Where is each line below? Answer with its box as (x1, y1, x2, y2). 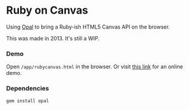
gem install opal (6, 98, 49, 104)
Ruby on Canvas (6, 4, 89, 17)
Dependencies (6, 84, 49, 93)
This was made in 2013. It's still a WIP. (6, 34, 100, 42)
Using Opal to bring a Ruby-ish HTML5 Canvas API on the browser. (6, 23, 171, 30)
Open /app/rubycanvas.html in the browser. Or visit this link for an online (6, 63, 183, 70)
